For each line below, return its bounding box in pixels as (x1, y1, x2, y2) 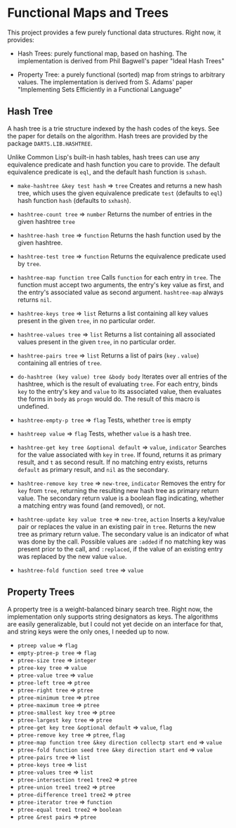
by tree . (17, 259, 41, 268)
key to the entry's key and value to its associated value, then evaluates (17, 387, 222, 395)
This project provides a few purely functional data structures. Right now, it (7, 28, 221, 37)
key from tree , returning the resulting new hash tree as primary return (17, 486, 219, 494)
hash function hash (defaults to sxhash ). (17, 196, 131, 204)
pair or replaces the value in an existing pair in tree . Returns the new (17, 522, 216, 531)
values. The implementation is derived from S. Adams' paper (17, 77, 193, 86)
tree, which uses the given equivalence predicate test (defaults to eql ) (17, 188, 223, 197)
